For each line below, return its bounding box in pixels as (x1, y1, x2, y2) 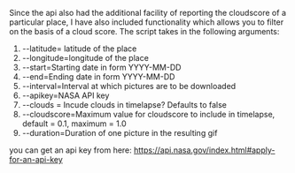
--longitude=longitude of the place (21, 53, 149, 63)
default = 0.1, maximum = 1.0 (21, 118, 127, 129)
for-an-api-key (9, 154, 64, 164)
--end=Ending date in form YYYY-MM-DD (21, 71, 175, 82)
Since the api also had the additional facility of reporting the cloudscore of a (9, 8, 286, 18)
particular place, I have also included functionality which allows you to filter (9, 17, 284, 27)
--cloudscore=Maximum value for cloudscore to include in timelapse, (21, 109, 276, 119)
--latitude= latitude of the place (21, 43, 137, 54)
